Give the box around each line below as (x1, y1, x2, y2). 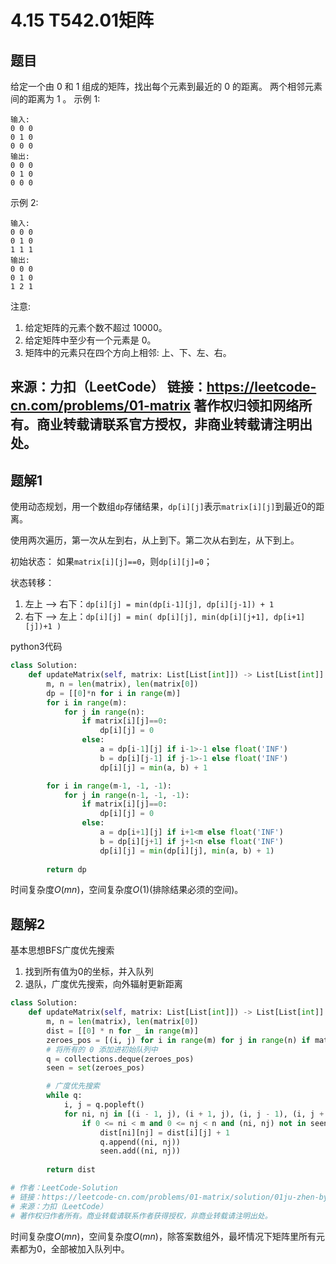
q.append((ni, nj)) (99, 1137, 182, 1147)
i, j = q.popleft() (63, 1100, 145, 1110)
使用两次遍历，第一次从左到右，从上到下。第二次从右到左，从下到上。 (10, 534, 300, 546)
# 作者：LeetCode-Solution (10, 1183, 118, 1193)
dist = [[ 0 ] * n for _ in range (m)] (46, 1026, 199, 1036)
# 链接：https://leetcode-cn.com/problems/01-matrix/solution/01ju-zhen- (10, 1192, 320, 1202)
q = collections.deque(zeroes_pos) (46, 1054, 195, 1064)
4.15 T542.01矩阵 (10, 9, 155, 32)
